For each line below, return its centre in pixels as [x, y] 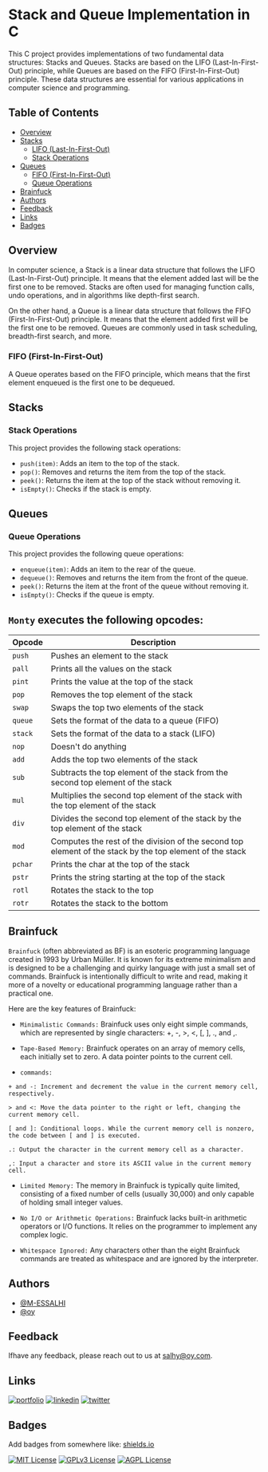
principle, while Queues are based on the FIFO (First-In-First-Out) [132, 70]
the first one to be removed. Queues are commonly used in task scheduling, [133, 327]
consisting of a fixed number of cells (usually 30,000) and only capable [137, 1193]
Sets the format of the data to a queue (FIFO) [135, 721]
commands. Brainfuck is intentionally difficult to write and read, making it [128, 976]
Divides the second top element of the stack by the [146, 818]
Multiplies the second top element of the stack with [146, 796]
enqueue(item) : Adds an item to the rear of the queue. [108, 569]
